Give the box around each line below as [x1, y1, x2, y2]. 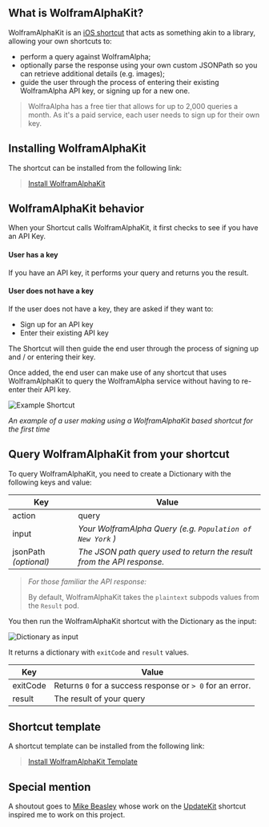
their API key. [27, 384, 71, 394]
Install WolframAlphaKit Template [27, 757, 138, 767]
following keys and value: [8, 477, 92, 487]
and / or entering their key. [8, 352, 96, 362]
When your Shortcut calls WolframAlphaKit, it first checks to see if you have [8, 223, 259, 233]
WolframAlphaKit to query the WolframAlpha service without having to [8, 376, 240, 386]
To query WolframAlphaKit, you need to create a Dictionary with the [8, 468, 231, 478]
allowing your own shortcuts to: [8, 36, 112, 46]
